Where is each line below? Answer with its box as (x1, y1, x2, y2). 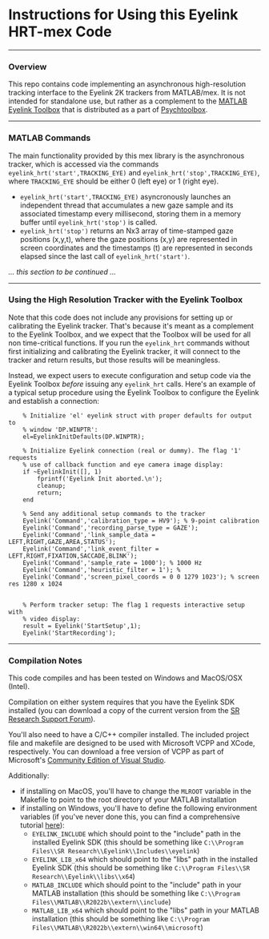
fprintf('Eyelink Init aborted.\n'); (37, 474, 163, 482)
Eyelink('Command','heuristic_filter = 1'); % (22, 566, 181, 574)
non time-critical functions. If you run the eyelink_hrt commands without (8, 338, 250, 348)
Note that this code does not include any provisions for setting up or (8, 312, 234, 322)
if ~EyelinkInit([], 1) (22, 467, 102, 476)
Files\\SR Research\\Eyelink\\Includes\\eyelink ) (31, 846, 200, 856)
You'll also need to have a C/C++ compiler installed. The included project (8, 730, 250, 740)
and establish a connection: (8, 396, 100, 405)
